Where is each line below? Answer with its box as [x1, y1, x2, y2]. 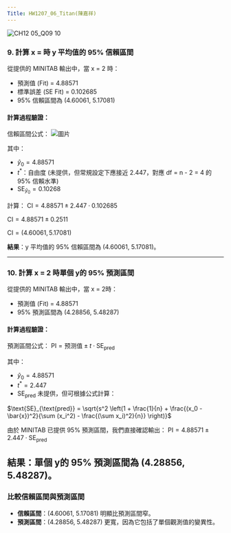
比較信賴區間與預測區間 [7, 492, 85, 502]
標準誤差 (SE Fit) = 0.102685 [16, 87, 98, 96]
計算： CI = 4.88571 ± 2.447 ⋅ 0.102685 [7, 201, 118, 210]
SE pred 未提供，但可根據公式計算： [16, 389, 116, 400]
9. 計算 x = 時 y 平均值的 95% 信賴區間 [7, 47, 134, 57]
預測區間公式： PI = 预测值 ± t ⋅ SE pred [7, 342, 115, 351]
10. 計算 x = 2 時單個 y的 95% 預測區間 [7, 268, 135, 277]
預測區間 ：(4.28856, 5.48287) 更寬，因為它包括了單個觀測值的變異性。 [16, 517, 219, 526]
